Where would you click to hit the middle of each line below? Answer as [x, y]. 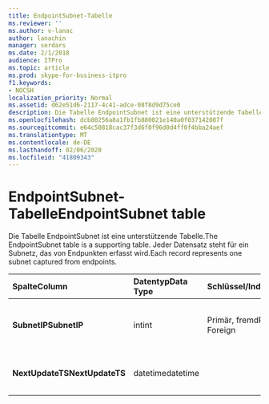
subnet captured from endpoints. [63, 262]
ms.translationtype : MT [48, 135]
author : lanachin [37, 38]
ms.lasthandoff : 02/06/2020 [55, 150]
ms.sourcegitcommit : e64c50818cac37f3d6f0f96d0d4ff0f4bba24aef [116, 127]
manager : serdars [37, 46]
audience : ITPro [35, 61]
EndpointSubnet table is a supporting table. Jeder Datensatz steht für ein [129, 244]
